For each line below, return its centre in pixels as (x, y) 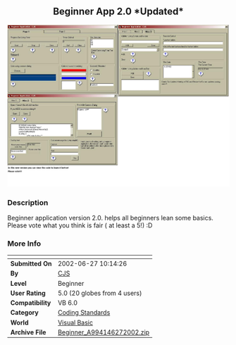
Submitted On (31, 264)
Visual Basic (75, 322)
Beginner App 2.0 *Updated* (118, 12)
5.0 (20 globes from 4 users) (100, 293)
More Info (24, 244)
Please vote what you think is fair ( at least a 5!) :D (80, 225)
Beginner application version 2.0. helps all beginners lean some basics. (110, 218)
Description (28, 202)
